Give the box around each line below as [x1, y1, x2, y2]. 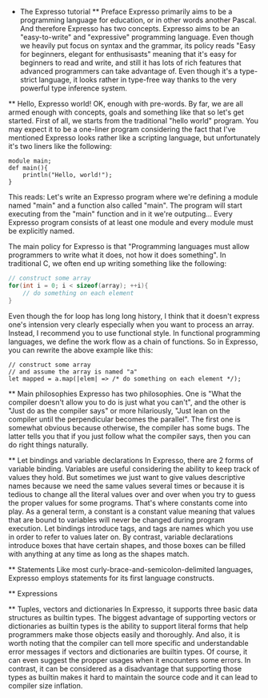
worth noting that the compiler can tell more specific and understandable [8, 638, 250, 648]
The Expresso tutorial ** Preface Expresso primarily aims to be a [19, 7, 233, 16]
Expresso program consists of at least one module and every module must [8, 218, 254, 227]
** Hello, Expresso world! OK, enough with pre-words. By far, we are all [8, 99, 244, 108]
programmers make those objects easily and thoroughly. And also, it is [8, 629, 241, 639]
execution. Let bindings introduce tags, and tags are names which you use [8, 523, 254, 533]
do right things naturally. [8, 440, 89, 450]
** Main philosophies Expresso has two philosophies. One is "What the [8, 389, 242, 398]
